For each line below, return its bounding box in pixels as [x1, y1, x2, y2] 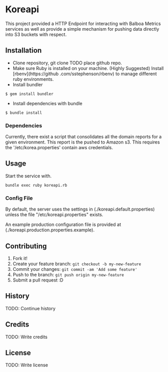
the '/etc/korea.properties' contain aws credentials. [5, 145, 113, 151]
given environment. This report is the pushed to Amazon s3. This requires [5, 139, 160, 145]
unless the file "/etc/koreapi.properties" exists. [5, 212, 104, 218]
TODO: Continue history [5, 305, 56, 311]
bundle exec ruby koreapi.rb [5, 182, 67, 188]
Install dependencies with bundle [12, 100, 83, 106]
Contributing [5, 242, 47, 250]
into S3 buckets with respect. [5, 31, 67, 37]
